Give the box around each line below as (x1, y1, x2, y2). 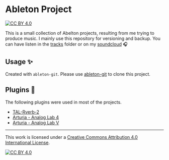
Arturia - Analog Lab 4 (12, 114, 59, 120)
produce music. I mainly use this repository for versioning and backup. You (5, 35, 161, 41)
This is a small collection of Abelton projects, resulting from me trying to (5, 30, 154, 36)
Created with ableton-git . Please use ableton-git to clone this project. (5, 71, 151, 77)
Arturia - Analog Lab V (12, 120, 59, 126)
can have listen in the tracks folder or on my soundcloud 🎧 (5, 41, 128, 47)
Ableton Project (5, 4, 72, 15)
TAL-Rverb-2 (12, 109, 39, 115)
